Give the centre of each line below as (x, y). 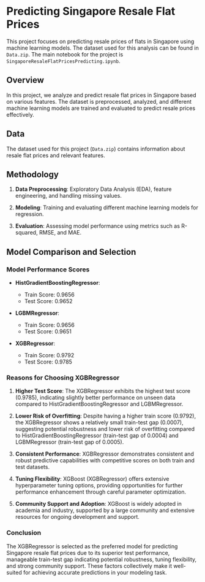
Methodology (33, 174)
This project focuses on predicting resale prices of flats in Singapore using (100, 41)
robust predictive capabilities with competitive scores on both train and (105, 460)
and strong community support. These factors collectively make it (89, 565)
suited (14, 572)
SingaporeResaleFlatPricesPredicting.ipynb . (63, 61)
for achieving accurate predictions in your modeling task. (95, 572)
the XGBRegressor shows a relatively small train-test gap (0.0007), (99, 422)
